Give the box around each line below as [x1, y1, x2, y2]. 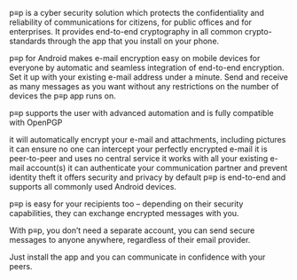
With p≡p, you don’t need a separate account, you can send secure [9, 225, 255, 236]
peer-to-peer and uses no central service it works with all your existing [9, 153, 269, 163]
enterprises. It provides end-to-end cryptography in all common [9, 27, 243, 36]
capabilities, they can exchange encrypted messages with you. [9, 208, 239, 218]
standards [9, 35, 46, 46]
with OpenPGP [9, 117, 63, 128]
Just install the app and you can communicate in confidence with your [9, 252, 266, 262]
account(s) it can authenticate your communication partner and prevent [26, 163, 288, 173]
